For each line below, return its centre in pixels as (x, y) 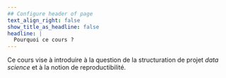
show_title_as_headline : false (53, 27)
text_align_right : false (44, 20)
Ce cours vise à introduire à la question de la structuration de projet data (113, 60)
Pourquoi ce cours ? (44, 40)
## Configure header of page (50, 14)
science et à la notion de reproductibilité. (67, 67)
